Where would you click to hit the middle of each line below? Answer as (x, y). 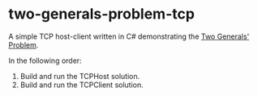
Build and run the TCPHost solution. (80, 76)
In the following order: (45, 61)
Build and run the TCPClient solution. (82, 85)
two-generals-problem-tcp (101, 14)
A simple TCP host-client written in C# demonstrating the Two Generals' (129, 36)
